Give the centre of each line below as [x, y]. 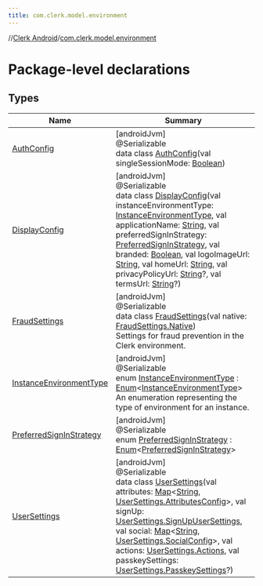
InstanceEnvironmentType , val [171, 215]
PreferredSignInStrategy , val [168, 244]
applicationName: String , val [167, 224]
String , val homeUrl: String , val [171, 264]
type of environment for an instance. [182, 407]
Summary [183, 120]
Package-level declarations [99, 69]
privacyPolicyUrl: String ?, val [168, 274]
